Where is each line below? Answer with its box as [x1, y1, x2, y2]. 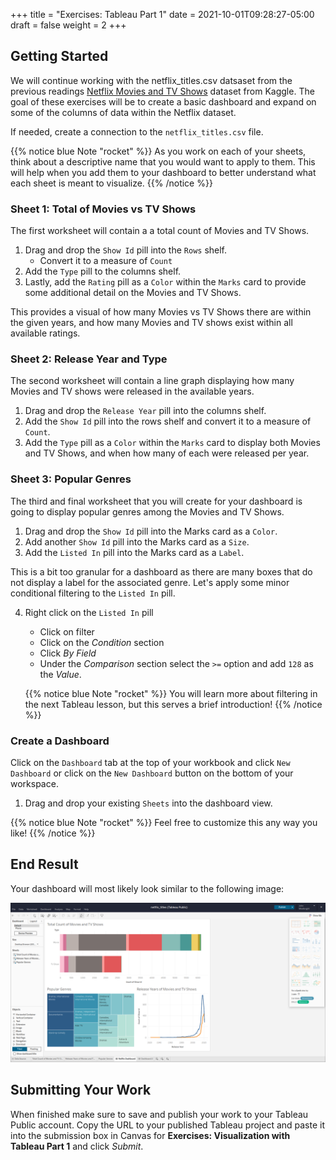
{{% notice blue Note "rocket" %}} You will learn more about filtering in [24, 687, 318, 699]
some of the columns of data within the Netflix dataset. [10, 106, 237, 118]
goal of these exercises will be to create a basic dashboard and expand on [10, 95, 317, 108]
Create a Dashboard [10, 734, 110, 748]
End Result [10, 856, 79, 873]
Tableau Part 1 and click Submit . [10, 1140, 144, 1152]
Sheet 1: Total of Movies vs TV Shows [10, 202, 197, 216]
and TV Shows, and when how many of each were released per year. [24, 447, 310, 459]
